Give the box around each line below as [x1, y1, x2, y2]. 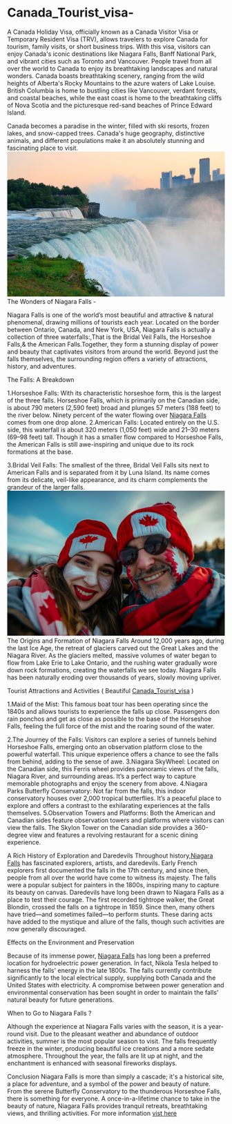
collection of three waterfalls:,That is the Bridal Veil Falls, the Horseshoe [7, 333, 212, 341]
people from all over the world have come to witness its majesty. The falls [7, 873, 217, 882]
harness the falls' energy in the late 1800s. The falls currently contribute [7, 966, 212, 974]
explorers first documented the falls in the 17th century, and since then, [7, 866, 210, 874]
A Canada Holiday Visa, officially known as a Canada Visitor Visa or [7, 28, 199, 36]
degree [7, 831, 28, 839]
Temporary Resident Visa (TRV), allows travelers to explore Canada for [7, 35, 209, 43]
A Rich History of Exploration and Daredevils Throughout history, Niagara [7, 851, 213, 860]
